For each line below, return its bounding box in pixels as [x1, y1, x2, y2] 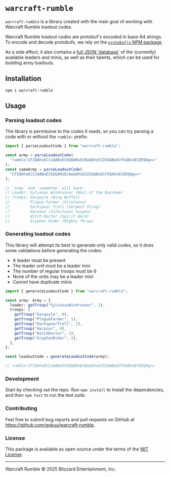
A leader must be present [12, 257, 66, 263]
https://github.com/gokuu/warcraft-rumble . [5, 422, 95, 428]
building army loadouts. [5, 59, 55, 65]
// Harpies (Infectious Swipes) [5, 209, 92, 214]
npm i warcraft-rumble [5, 88, 53, 93]
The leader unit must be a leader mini [12, 262, 91, 268]
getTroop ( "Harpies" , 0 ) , [14, 326, 67, 331]
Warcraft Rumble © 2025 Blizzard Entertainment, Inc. [5, 466, 116, 472]
